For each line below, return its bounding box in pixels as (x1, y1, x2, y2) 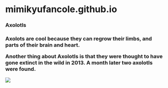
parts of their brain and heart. (5, 41, 80, 49)
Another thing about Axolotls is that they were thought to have (5, 53, 163, 60)
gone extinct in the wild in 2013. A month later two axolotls (5, 59, 153, 66)
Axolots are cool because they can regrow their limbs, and (5, 35, 152, 42)
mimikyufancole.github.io (5, 4, 117, 15)
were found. (5, 66, 36, 73)
